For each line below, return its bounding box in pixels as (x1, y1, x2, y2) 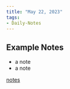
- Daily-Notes (6, 20, 42, 26)
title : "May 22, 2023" (6, 8, 63, 15)
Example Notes (6, 42, 64, 52)
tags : (6, 14, 20, 20)
